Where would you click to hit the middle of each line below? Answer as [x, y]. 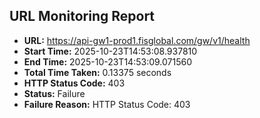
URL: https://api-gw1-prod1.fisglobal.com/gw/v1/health [137, 40]
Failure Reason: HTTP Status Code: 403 [107, 104]
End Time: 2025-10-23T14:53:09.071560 [107, 61]
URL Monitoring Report [82, 16]
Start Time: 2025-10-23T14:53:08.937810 [110, 51]
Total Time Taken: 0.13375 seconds [97, 72]
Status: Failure [54, 93]
